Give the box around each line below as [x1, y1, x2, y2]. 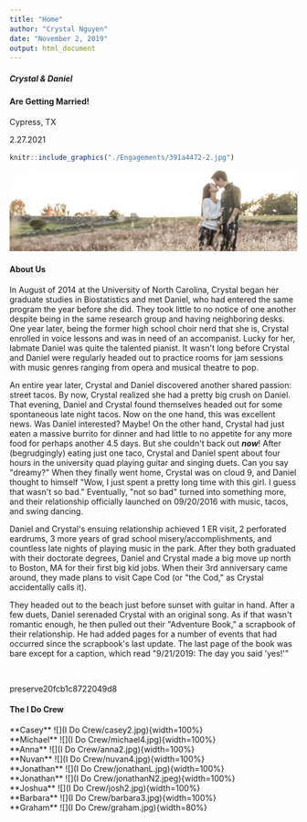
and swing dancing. [9, 505, 84, 516]
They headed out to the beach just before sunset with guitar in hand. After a [9, 599, 295, 610]
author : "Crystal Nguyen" [9, 24, 108, 34]
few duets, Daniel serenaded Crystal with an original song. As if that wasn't [9, 608, 292, 620]
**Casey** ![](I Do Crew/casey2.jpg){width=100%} [9, 724, 204, 735]
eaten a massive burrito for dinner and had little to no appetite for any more [9, 427, 292, 438]
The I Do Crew [9, 704, 64, 715]
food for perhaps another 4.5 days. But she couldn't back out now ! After [9, 437, 281, 448]
